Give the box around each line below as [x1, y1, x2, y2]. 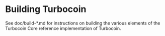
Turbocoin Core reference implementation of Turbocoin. [5, 25, 122, 31]
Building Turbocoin [5, 3, 87, 15]
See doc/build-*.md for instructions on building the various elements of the [5, 20, 160, 26]
